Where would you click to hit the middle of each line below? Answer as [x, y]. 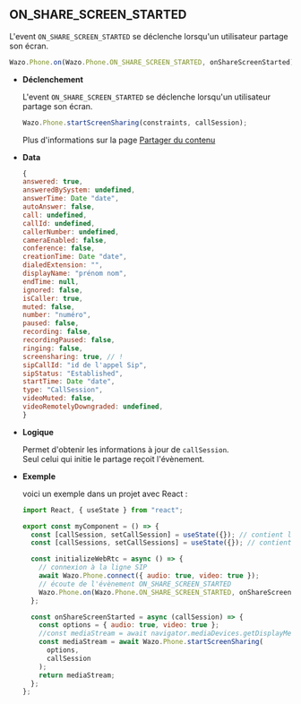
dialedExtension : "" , [63, 265]
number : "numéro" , [56, 315]
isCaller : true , [52, 298]
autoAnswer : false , [59, 207]
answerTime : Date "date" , [70, 199]
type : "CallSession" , [63, 390]
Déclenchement [52, 79]
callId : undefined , [59, 223]
